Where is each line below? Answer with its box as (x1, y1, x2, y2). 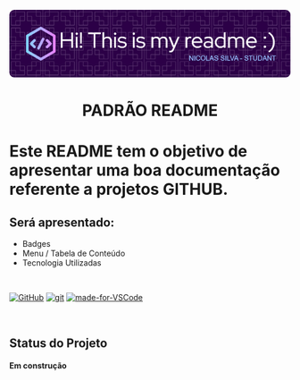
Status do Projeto (9, 335, 108, 350)
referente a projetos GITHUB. (9, 180, 229, 199)
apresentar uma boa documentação (9, 160, 280, 181)
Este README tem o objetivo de (9, 141, 248, 162)
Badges (21, 239, 51, 249)
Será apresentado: (9, 215, 115, 230)
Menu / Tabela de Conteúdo (21, 248, 126, 259)
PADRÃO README (81, 100, 219, 121)
